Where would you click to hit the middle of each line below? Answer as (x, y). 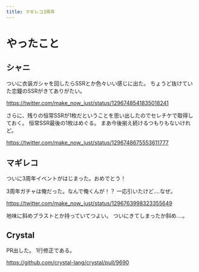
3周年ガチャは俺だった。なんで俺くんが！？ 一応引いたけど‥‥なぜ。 (91, 191)
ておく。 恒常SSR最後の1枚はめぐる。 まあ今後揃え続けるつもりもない (93, 123)
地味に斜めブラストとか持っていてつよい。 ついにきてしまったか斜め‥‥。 (97, 216)
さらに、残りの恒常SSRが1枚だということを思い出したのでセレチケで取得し (100, 115)
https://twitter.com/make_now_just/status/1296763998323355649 (89, 203)
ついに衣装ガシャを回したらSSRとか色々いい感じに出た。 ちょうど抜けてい (99, 83)
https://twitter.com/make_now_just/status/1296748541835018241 (88, 103)
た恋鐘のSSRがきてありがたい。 (46, 90)
